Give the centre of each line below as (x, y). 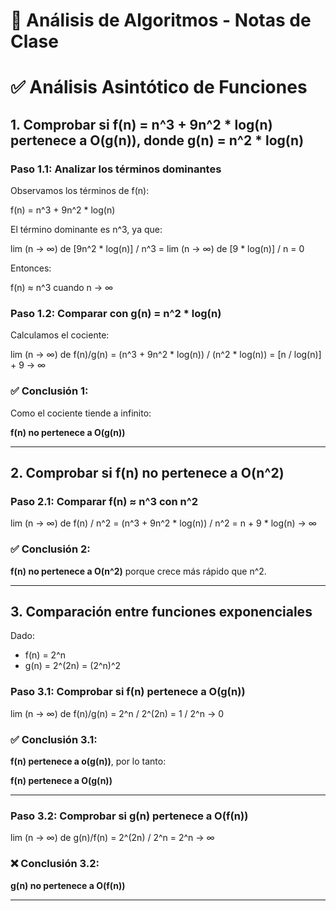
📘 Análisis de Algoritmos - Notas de (161, 20)
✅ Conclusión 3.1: (54, 739)
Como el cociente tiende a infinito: (81, 413)
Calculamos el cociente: (60, 335)
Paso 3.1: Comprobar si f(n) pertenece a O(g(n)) (128, 692)
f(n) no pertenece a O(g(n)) (68, 432)
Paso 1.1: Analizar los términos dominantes (116, 169)
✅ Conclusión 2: (50, 549)
